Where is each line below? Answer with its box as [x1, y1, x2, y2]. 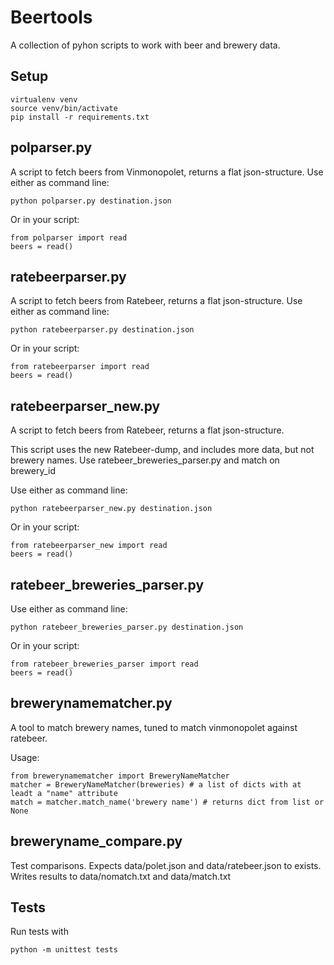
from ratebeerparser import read [10, 362, 150, 372]
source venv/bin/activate [10, 103, 118, 113]
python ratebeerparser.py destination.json [10, 325, 195, 335]
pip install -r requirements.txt [10, 112, 150, 122]
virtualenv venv [10, 94, 78, 105]
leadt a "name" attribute [10, 788, 118, 798]
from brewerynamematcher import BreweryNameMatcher [10, 771, 230, 781]
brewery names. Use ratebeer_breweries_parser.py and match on [10, 454, 280, 466]
